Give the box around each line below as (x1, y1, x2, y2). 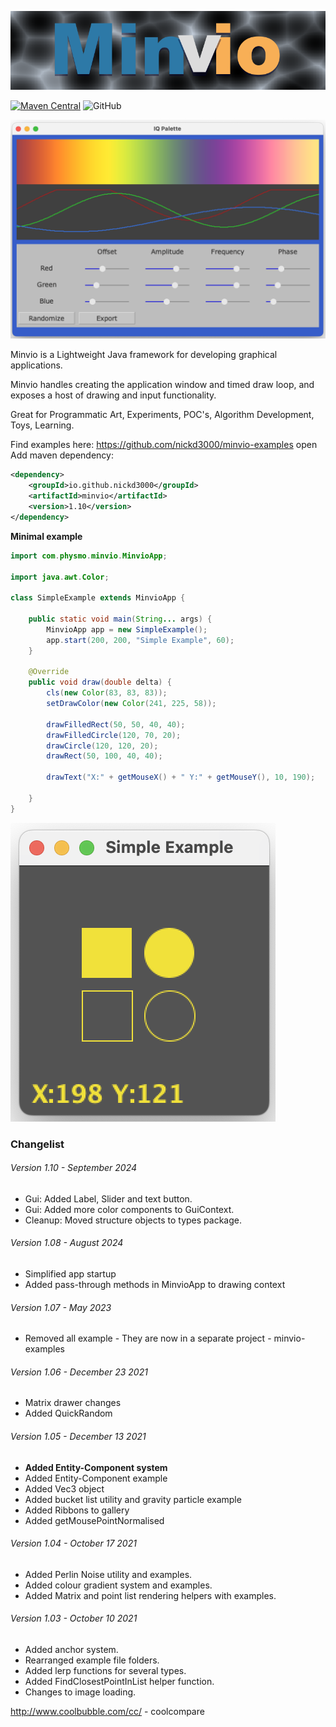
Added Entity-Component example (24, 1472, 168, 1484)
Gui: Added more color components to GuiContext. (24, 1203, 235, 1215)
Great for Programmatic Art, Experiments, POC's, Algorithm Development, (10, 409, 315, 421)
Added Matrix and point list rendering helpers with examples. (24, 1589, 277, 1601)
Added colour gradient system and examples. (24, 1579, 213, 1591)
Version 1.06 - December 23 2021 (10, 1366, 148, 1378)
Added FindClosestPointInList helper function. (24, 1676, 215, 1688)
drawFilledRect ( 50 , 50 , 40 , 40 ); (46, 719, 186, 730)
